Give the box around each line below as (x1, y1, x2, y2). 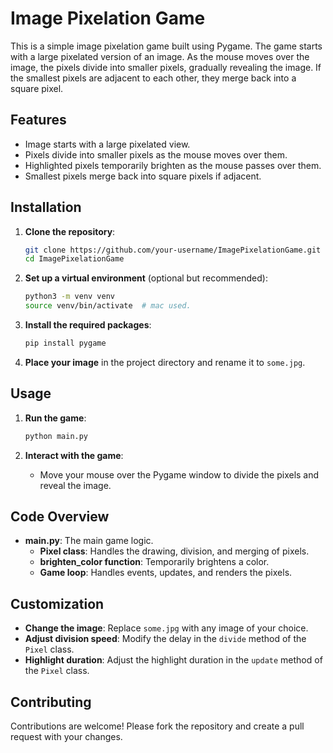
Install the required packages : (24, 319, 152, 331)
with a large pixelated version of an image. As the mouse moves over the (10, 50, 310, 62)
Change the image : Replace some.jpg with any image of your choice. (24, 622, 309, 634)
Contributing (10, 693, 92, 711)
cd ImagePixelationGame (24, 254, 125, 264)
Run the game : (24, 412, 87, 424)
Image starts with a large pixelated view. (24, 138, 191, 150)
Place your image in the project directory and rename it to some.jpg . (24, 356, 306, 368)
